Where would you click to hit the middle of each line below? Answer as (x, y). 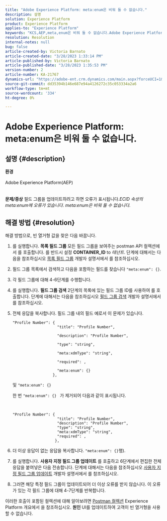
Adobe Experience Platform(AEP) (39, 183)
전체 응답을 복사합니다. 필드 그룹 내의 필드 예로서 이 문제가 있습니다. (78, 313)
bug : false (16, 47)
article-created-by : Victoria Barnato (45, 51)
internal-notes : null (28, 42)
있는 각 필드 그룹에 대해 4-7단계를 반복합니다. (62, 491)
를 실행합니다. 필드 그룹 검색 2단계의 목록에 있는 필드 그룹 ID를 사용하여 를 (84, 290)
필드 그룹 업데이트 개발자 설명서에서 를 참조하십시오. (68, 474)
